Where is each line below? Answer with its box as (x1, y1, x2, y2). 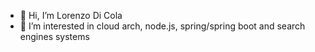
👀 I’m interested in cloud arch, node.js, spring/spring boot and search (19, 20, 306, 32)
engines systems (19, 31, 90, 42)
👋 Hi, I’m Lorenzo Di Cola (19, 10, 123, 21)
